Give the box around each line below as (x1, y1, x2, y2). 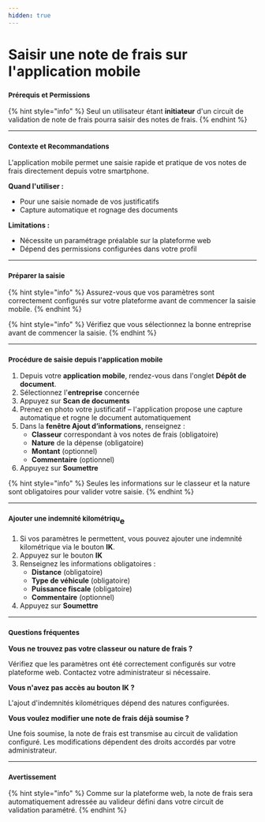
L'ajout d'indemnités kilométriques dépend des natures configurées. (8, 698, 230, 708)
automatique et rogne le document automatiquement (19, 413, 192, 422)
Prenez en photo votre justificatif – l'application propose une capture (19, 404, 243, 414)
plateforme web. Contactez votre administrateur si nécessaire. (8, 668, 211, 677)
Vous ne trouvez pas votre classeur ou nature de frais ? (8, 644, 193, 654)
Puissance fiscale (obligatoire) (31, 584, 132, 593)
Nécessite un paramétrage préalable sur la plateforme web (19, 236, 211, 246)
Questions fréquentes (8, 628, 80, 636)
